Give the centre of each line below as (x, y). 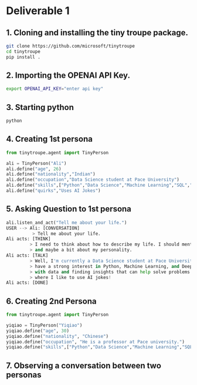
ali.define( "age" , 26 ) (34, 169)
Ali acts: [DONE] (27, 283)
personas (24, 375)
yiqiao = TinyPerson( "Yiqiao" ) (44, 325)
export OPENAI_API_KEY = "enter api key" (55, 89)
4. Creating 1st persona (49, 139)
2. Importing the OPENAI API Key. (68, 76)
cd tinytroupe (23, 51)
